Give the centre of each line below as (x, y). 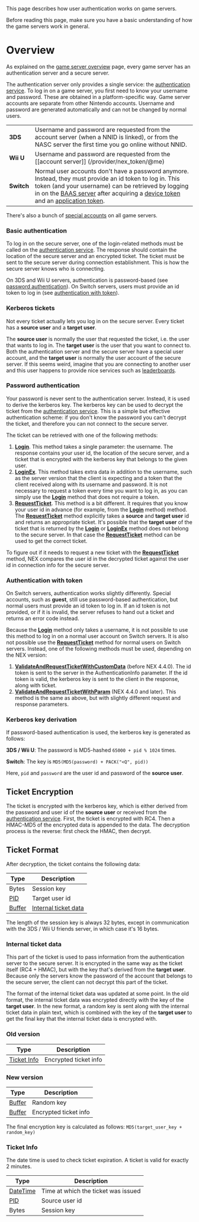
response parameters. (42, 705)
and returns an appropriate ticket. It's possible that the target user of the (103, 522)
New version (25, 1077)
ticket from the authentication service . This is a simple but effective (88, 411)
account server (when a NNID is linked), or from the (107, 137)
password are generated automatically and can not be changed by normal (96, 110)
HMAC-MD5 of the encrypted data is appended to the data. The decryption (98, 825)
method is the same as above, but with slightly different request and (97, 698)
